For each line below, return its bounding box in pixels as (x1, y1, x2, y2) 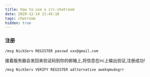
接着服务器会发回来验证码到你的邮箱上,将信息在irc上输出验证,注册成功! (5, 58, 145, 64)
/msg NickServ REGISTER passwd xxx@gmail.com (5, 49, 98, 53)
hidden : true (5, 20, 31, 26)
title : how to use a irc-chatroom (5, 7, 75, 12)
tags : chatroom (5, 16, 36, 21)
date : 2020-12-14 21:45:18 (5, 12, 60, 16)
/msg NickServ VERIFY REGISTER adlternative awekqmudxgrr (5, 67, 124, 72)
